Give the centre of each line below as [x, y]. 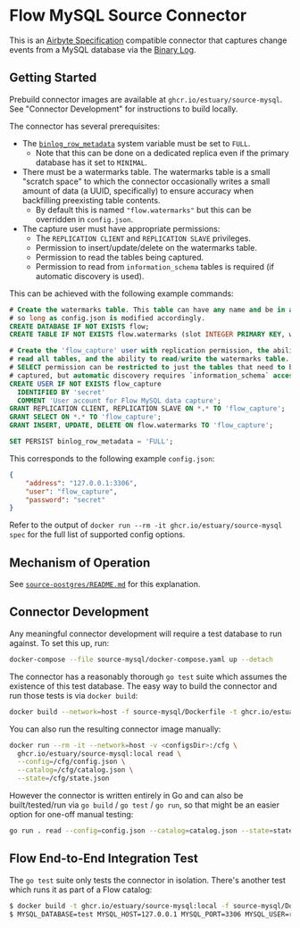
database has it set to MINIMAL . [91, 162]
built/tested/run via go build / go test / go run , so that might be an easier [144, 805]
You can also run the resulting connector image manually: [115, 729]
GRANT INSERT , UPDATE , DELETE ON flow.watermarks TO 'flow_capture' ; [142, 426]
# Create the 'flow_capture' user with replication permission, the [139, 351]
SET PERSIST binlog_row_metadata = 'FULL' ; [92, 442]
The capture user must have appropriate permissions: [121, 228]
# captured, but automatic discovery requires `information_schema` [139, 376]
